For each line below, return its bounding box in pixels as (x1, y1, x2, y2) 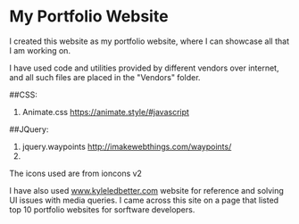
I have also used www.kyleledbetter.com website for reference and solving (9, 185, 284, 195)
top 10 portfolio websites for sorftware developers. (9, 203, 195, 215)
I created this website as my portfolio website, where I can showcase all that (9, 36, 290, 46)
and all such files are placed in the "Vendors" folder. (9, 71, 201, 82)
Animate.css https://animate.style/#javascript (21, 106, 190, 117)
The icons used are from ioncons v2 (9, 168, 143, 178)
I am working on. (9, 45, 71, 55)
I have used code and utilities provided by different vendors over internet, (9, 62, 279, 73)
